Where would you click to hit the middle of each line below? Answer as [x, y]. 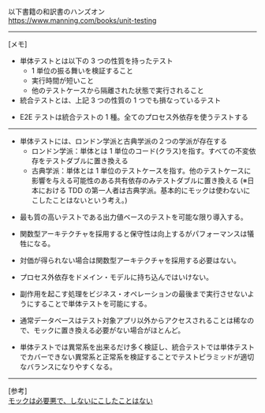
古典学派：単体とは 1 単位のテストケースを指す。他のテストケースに [141, 171]
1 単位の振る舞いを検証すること [82, 71]
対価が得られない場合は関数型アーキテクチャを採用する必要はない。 [130, 260]
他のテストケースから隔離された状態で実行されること [118, 90]
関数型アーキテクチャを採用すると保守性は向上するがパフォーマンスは [133, 234]
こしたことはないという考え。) [79, 200]
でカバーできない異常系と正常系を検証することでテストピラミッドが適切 [137, 357]
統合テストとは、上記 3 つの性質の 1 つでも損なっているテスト [120, 100]
